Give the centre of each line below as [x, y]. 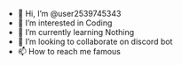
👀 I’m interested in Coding [65, 23]
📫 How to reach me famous [69, 51]
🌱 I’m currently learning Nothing [76, 32]
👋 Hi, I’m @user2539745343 [69, 14]
